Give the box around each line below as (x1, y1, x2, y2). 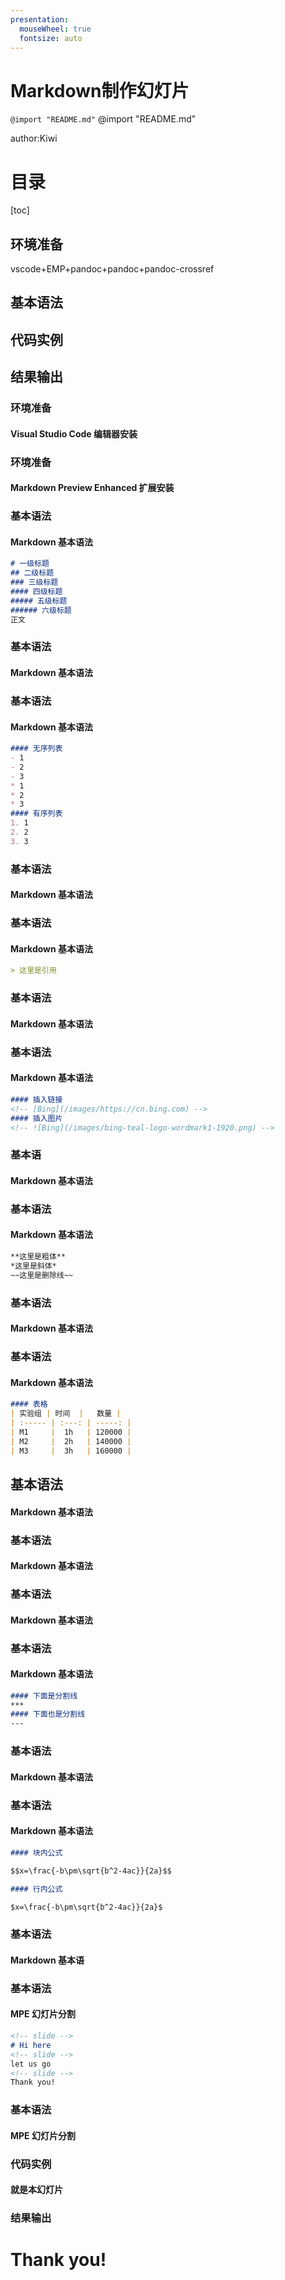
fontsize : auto (19, 33, 83, 43)
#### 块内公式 (10, 1847, 63, 1858)
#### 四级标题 (10, 587, 63, 597)
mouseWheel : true (19, 24, 92, 34)
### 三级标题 (10, 577, 59, 588)
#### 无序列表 (10, 744, 63, 754)
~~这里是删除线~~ (10, 1270, 73, 1280)
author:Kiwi (10, 132, 58, 145)
